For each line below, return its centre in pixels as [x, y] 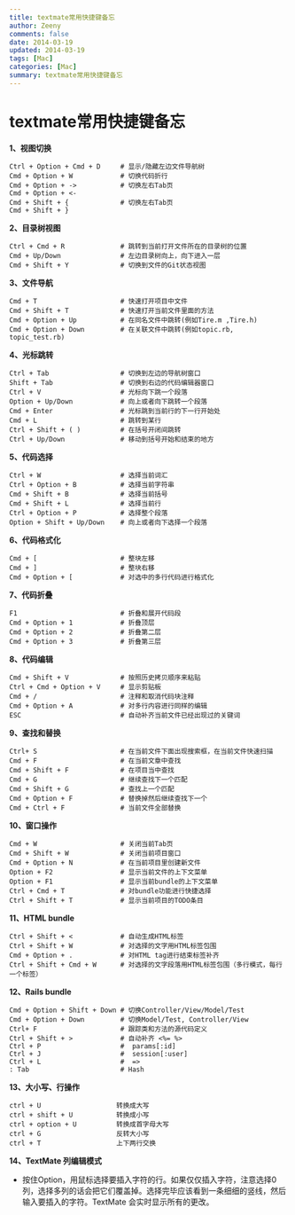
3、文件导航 [31, 282]
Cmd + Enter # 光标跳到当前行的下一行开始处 [115, 411]
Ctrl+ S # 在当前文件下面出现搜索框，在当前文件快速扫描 [141, 751]
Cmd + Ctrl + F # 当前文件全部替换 [95, 808]
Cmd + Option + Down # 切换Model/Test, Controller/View [129, 1019]
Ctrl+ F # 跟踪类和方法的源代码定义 [109, 1029]
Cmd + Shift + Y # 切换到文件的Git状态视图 [108, 265]
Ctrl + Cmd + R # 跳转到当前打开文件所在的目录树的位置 [128, 246]
